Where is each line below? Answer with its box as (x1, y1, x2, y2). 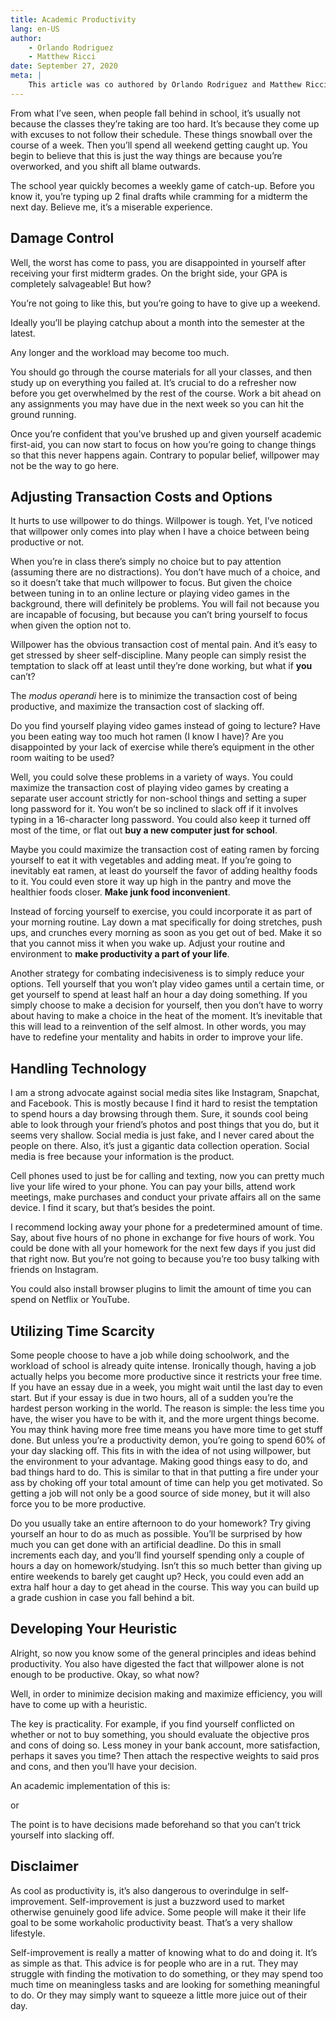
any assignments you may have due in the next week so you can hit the (10, 397, 305, 410)
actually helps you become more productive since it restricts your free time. (10, 1371, 323, 1382)
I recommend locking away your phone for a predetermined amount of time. (10, 1221, 323, 1233)
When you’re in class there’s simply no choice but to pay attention (10, 556, 282, 568)
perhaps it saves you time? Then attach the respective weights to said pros (10, 1749, 320, 1761)
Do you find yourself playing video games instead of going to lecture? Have (10, 720, 321, 732)
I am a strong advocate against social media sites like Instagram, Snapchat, (10, 1087, 320, 1099)
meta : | (10, 71, 43, 81)
